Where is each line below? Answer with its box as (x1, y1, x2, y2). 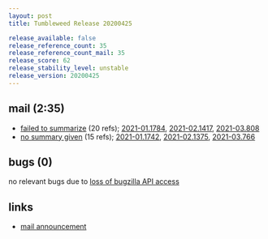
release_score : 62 (8, 57, 71, 65)
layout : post (8, 11, 53, 20)
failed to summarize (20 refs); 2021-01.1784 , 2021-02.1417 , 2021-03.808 (19, 123, 260, 133)
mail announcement (19, 222, 87, 232)
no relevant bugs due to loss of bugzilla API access (8, 177, 180, 186)
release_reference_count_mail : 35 (8, 49, 126, 58)
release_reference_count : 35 (8, 41, 107, 49)
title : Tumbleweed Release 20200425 (8, 19, 132, 28)
